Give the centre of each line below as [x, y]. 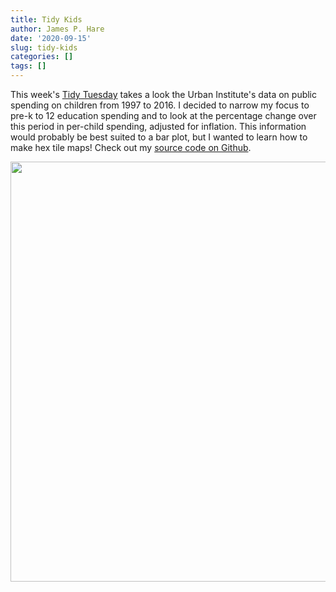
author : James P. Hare [57, 29]
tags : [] [28, 66]
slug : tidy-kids [44, 47]
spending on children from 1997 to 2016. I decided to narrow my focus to [160, 105]
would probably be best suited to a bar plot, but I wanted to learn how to [159, 137]
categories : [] [42, 57]
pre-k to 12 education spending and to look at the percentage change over [163, 115]
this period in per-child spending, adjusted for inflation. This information [158, 126]
